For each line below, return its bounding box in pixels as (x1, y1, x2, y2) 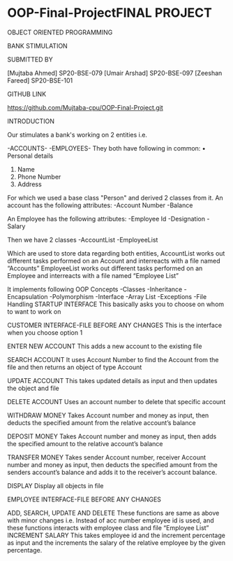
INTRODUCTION (7, 117, 54, 125)
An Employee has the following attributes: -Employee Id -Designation (7, 214, 206, 223)
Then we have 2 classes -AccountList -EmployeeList (7, 235, 158, 244)
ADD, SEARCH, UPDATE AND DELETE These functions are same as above (7, 508, 220, 517)
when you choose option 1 (7, 328, 83, 337)
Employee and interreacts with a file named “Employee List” (7, 271, 179, 279)
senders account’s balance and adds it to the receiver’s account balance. (7, 468, 218, 476)
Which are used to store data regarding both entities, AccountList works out (7, 249, 225, 257)
